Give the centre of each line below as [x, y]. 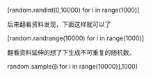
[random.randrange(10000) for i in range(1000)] [76, 38]
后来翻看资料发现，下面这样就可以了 [59, 24]
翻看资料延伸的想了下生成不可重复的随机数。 [71, 52]
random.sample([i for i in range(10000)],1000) [72, 66]
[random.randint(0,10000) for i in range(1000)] [73, 10]
